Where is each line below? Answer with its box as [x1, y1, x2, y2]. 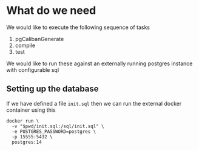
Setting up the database [6, 84, 99, 94]
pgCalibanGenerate [15, 35, 64, 42]
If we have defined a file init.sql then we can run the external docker [6, 100, 182, 107]
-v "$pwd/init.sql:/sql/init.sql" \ [12, 123, 104, 129]
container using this [6, 106, 56, 114]
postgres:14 [12, 139, 42, 145]
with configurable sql [6, 66, 59, 73]
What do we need [6, 4, 96, 18]
